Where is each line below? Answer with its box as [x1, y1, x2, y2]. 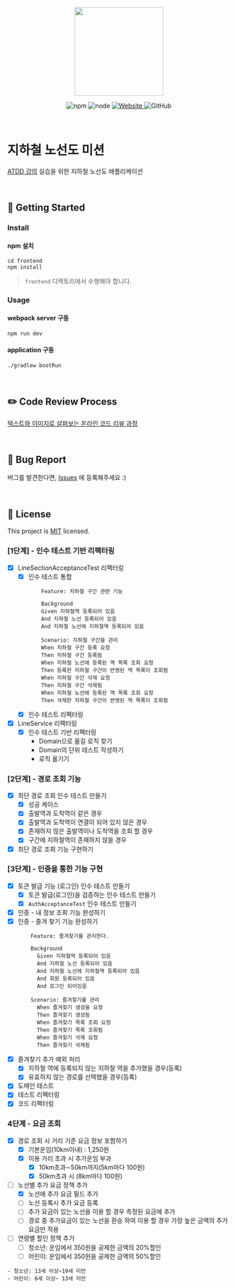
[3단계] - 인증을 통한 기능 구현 [7, 864, 103, 874]
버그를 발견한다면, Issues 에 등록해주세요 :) [7, 474, 127, 482]
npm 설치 [7, 241, 34, 250]
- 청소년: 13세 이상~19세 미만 [7, 1267, 86, 1275]
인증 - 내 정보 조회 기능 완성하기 [17, 908, 106, 917]
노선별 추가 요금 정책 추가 [17, 1181, 88, 1189]
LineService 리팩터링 [17, 719, 78, 727]
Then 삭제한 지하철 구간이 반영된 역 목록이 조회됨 [41, 697, 168, 704]
